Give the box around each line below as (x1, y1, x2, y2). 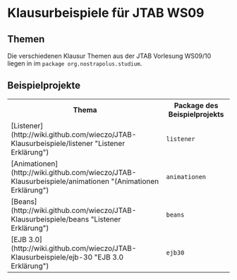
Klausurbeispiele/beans (11, 214, 90, 224)
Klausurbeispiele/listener (11, 138, 94, 148)
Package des (174, 100, 219, 110)
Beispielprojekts (168, 109, 224, 119)
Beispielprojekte (7, 80, 81, 92)
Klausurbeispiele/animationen (11, 176, 109, 186)
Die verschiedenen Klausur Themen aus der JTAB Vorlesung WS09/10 (7, 51, 212, 60)
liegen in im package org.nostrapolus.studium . (7, 59, 142, 68)
